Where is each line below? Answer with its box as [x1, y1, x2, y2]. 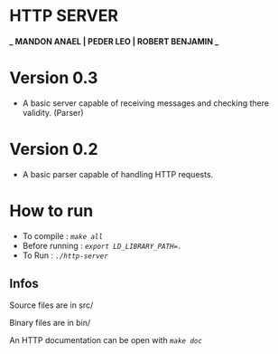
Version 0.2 [9, 139, 98, 159]
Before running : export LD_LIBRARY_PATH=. [22, 240, 182, 251]
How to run [9, 200, 94, 221]
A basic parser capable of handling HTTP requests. [22, 168, 214, 179]
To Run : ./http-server [22, 250, 108, 261]
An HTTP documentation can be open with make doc [9, 335, 203, 346]
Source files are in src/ [9, 300, 94, 311]
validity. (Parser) [22, 107, 84, 118]
